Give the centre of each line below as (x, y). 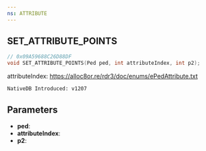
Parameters (33, 110)
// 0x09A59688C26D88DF (39, 57)
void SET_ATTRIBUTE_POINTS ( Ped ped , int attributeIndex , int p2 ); (104, 63)
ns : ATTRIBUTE (27, 13)
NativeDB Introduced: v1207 (47, 89)
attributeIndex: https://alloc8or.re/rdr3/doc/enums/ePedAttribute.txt (103, 77)
